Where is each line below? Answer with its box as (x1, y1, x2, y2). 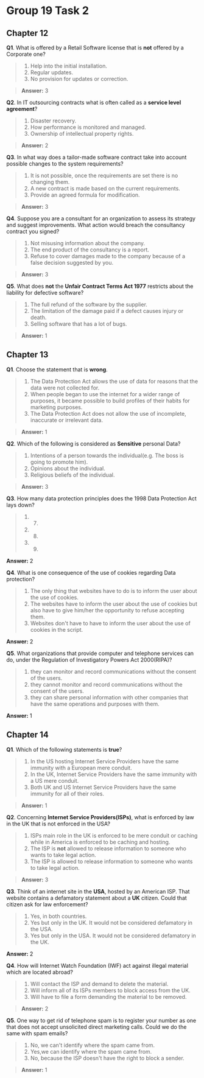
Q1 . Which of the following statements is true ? (6, 746, 122, 753)
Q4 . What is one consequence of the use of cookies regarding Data (6, 569, 176, 576)
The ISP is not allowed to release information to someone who (30, 844, 187, 852)
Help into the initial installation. (30, 62, 108, 69)
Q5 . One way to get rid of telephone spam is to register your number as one (6, 1017, 197, 1024)
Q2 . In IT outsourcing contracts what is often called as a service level (6, 99, 181, 106)
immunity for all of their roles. (30, 789, 105, 797)
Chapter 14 (6, 730, 49, 740)
